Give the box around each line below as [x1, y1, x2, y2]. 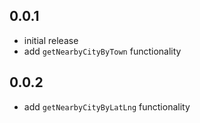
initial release [23, 34, 79, 46]
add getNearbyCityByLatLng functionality [23, 100, 191, 113]
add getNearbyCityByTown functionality [23, 45, 182, 57]
